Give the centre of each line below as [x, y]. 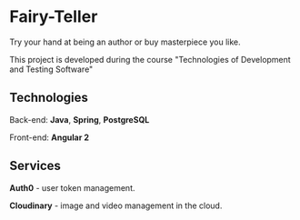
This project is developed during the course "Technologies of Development [150, 59]
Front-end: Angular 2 [49, 137]
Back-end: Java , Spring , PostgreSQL [80, 119]
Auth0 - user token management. [72, 187]
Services [35, 166]
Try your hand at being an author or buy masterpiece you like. [125, 42]
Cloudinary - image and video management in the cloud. [116, 205]
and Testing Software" [51, 69]
